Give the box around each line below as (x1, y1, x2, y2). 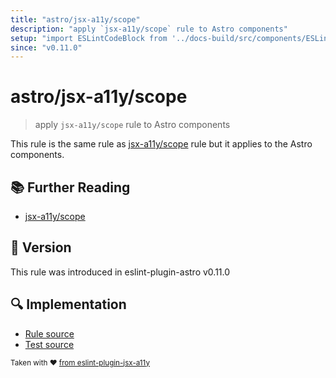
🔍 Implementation (10, 296, 127, 313)
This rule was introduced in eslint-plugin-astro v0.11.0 (10, 266, 231, 278)
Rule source (24, 327, 75, 340)
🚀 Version (10, 239, 72, 256)
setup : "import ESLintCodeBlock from (10, 33, 168, 43)
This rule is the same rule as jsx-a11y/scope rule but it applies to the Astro (10, 138, 313, 150)
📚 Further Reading (10, 179, 131, 196)
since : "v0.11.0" (10, 42, 83, 53)
